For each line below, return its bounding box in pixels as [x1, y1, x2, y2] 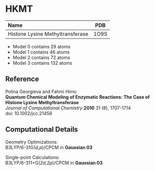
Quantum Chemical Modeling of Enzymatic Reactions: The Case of [5, 93, 150, 100]
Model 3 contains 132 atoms [12, 60, 73, 66]
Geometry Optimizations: [5, 139, 58, 145]
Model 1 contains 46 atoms [12, 49, 70, 55]
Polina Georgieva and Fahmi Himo [5, 88, 77, 94]
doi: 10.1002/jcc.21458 [5, 110, 52, 116]
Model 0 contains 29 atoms [12, 43, 71, 49]
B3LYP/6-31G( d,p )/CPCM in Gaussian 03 [5, 144, 93, 150]
